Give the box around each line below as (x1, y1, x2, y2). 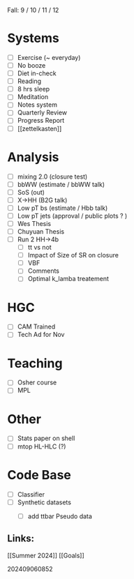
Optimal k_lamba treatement (27, 275, 110, 283)
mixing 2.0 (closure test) (17, 172, 88, 181)
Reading (17, 77, 42, 86)
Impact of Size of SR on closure (27, 251, 119, 260)
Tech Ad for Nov (17, 331, 65, 339)
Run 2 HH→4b (17, 235, 59, 243)
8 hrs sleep (17, 85, 50, 93)
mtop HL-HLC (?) (17, 442, 66, 451)
